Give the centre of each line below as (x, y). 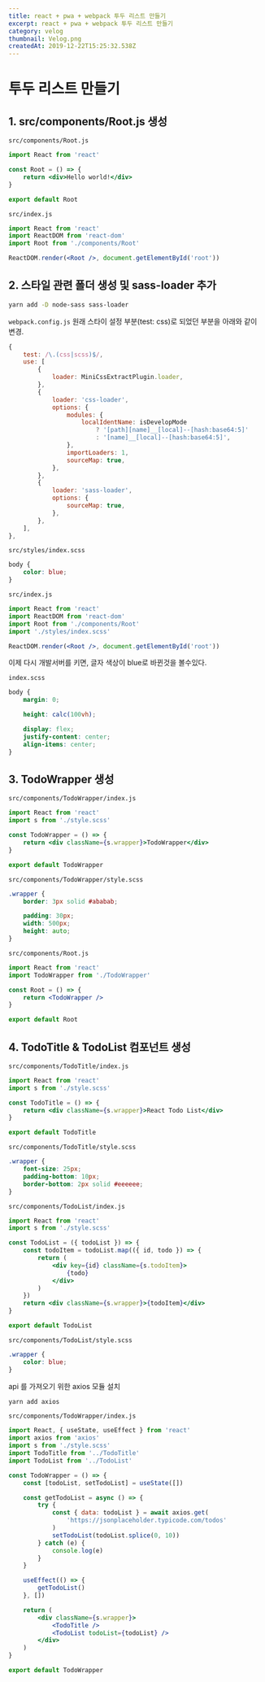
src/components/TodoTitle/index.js (69, 1066)
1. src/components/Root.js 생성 (88, 122)
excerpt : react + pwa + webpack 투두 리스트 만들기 (91, 24)
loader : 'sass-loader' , (92, 490)
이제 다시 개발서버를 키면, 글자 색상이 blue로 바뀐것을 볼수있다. (108, 663)
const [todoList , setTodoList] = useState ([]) (103, 1483)
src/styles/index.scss (47, 551)
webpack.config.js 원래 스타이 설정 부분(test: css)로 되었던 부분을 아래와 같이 (133, 321)
